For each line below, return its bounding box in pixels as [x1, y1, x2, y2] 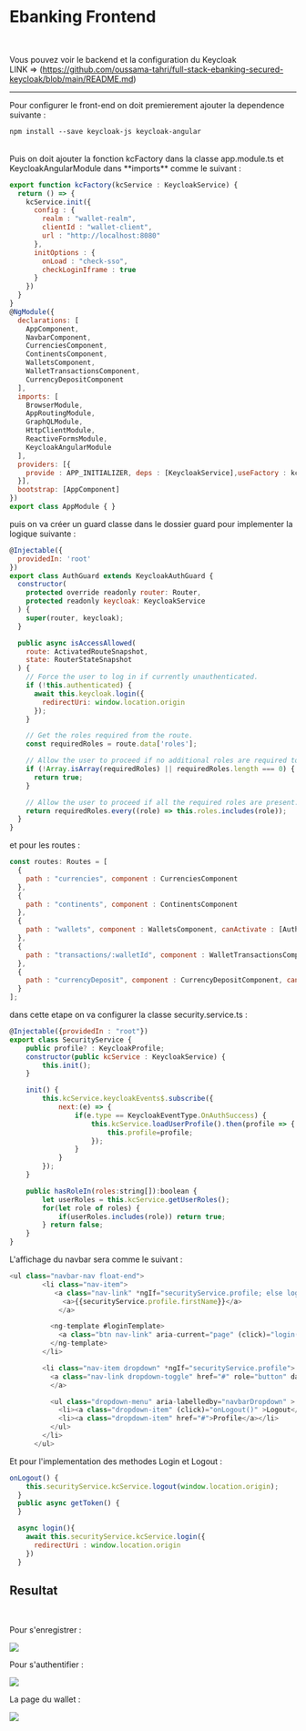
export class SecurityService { [9, 1035, 132, 1044]
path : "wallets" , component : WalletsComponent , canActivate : [25, 925, 275, 934]
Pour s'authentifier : [9, 1659, 84, 1670]
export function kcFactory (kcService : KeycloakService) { [9, 180, 239, 189]
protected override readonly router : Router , [25, 588, 202, 597]
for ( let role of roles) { [42, 1204, 141, 1213]
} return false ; [42, 1220, 104, 1230]
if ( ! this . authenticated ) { [25, 681, 132, 690]
